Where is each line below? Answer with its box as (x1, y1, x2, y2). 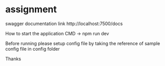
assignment (5, 4, 57, 15)
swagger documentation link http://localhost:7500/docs (5, 20, 123, 27)
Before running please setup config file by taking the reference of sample (5, 40, 160, 47)
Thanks (5, 55, 22, 62)
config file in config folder (5, 46, 60, 52)
